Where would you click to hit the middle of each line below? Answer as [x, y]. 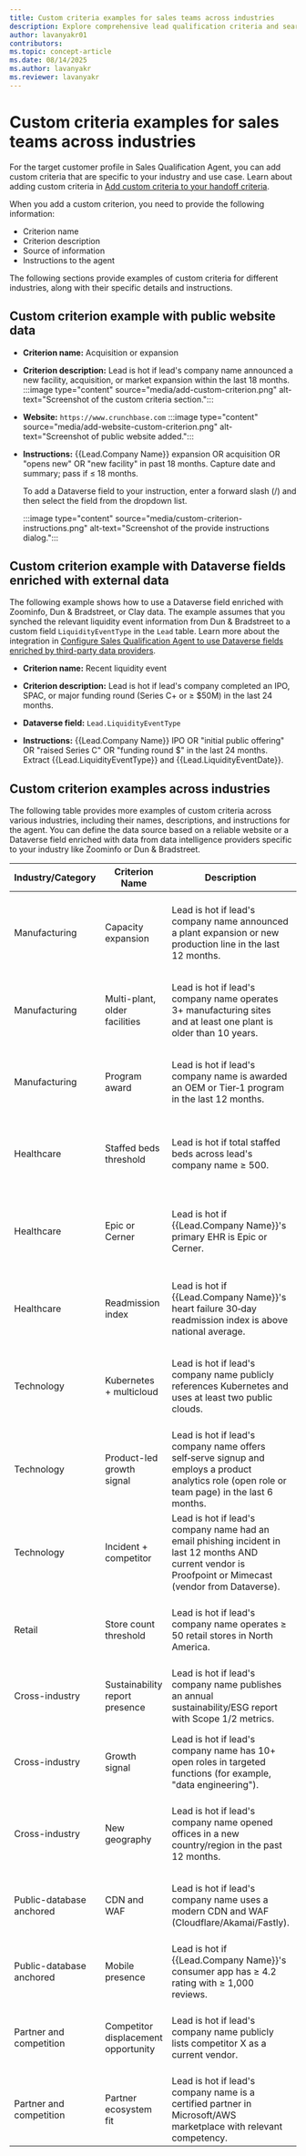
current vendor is [209, 1564]
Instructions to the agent [69, 260]
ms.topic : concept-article [61, 52]
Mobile [119, 1966]
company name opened [222, 1822]
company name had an [221, 1530]
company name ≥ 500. [220, 1165]
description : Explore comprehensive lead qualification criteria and [144, 26]
